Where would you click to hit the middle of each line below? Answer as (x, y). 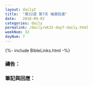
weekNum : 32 (17, 32)
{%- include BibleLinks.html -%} (38, 50)
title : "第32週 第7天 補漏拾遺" (36, 14)
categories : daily (24, 23)
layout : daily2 (21, 9)
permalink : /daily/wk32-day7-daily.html (47, 28)
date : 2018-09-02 (25, 18)
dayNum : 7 (15, 37)
